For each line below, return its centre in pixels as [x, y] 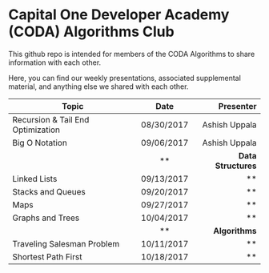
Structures [236, 166]
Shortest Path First [47, 256]
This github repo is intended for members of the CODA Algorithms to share [132, 54]
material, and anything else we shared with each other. [98, 86]
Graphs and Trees [46, 218]
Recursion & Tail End [51, 119]
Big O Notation [40, 143]
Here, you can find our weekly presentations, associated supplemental [125, 78]
